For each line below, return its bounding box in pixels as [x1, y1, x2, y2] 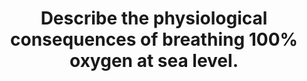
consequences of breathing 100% [10, 28, 298, 51]
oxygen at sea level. [69, 50, 239, 72]
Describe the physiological [40, 7, 268, 30]
